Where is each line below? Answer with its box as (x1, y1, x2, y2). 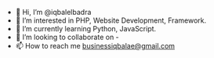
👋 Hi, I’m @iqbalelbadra (15, 8, 92, 16)
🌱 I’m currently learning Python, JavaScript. (15, 24, 157, 33)
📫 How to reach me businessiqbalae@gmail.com (15, 42, 175, 50)
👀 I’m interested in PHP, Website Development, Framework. (15, 16, 206, 25)
